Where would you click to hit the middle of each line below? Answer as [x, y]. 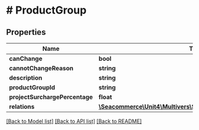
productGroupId [32, 87]
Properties [26, 32]
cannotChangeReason [41, 68]
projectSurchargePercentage [51, 97]
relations [22, 107]
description [26, 78]
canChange [26, 58]
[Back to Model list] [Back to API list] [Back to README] [74, 121]
